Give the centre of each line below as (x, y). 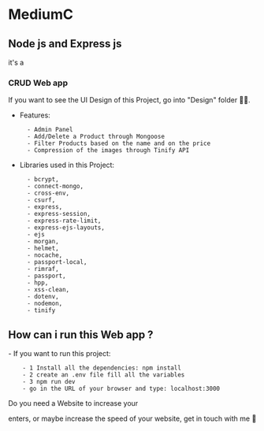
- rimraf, (43, 269)
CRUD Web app (38, 83)
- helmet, (43, 249)
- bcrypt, (43, 180)
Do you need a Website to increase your (73, 403)
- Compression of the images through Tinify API (108, 150)
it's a (16, 62)
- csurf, (41, 200)
